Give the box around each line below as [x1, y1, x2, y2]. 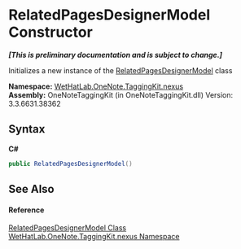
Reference [8, 205, 45, 215]
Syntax [8, 122, 46, 136]
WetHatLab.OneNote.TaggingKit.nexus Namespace [8, 232, 180, 242]
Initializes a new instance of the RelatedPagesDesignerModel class [8, 65, 233, 75]
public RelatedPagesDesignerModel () [8, 159, 133, 168]
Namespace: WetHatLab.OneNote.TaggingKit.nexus [8, 81, 184, 91]
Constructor [8, 23, 94, 41]
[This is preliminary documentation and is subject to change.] [8, 50, 222, 59]
